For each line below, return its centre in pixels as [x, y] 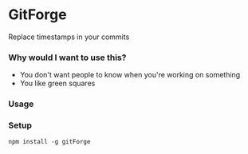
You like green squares [57, 83]
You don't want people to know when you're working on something [130, 75]
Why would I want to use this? [67, 57]
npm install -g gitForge [49, 142]
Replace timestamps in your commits [69, 37]
